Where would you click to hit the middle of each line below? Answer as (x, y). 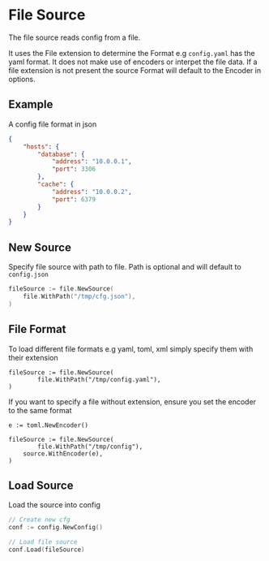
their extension (33, 357)
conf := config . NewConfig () (56, 528)
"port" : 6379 (73, 199)
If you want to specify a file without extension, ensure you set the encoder (132, 401)
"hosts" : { (41, 147)
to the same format (40, 410)
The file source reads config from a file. (75, 37)
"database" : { (61, 154)
